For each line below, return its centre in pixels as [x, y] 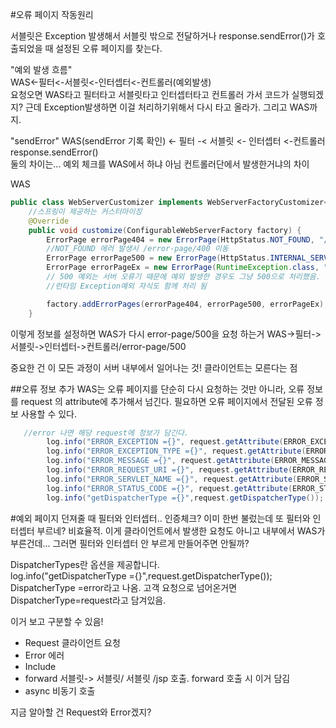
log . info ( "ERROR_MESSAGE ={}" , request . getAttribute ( [160, 461]
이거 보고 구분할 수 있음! [57, 621]
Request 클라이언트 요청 [72, 642]
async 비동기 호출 [60, 690]
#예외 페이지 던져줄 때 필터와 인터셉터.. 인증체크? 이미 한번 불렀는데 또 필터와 [160, 518]
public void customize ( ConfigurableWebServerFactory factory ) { [165, 230]
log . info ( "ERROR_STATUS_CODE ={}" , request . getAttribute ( [169, 488]
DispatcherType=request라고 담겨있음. [88, 600]
